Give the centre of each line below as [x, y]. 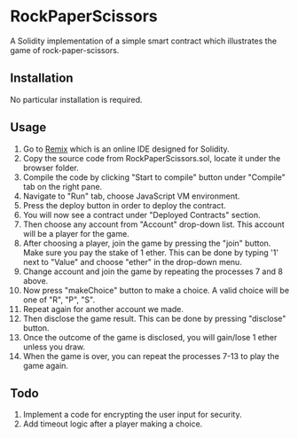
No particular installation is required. [76, 99]
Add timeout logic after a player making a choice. [113, 424]
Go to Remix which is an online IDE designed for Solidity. [126, 149]
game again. [46, 365]
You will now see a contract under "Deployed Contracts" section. [141, 215]
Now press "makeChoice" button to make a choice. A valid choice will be [156, 290]
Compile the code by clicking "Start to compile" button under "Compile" [154, 177]
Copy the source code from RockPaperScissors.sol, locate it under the [152, 158]
